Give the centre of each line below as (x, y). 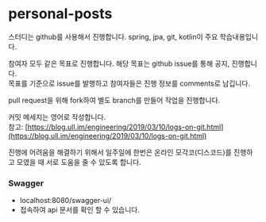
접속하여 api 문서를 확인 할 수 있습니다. (80, 210)
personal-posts (60, 14)
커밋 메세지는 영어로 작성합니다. (57, 117)
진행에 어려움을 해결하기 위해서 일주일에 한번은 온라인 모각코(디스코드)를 (120, 152)
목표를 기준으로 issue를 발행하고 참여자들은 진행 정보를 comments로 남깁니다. (129, 83)
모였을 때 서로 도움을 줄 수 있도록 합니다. (79, 162)
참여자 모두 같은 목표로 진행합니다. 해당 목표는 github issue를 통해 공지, (119, 63)
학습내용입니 (239, 36)
